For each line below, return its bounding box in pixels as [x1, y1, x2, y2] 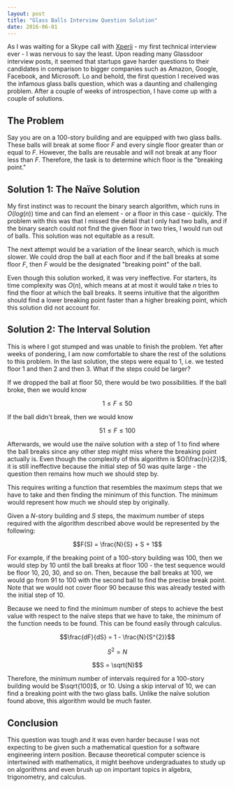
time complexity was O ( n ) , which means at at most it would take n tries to [7, 281, 219, 289]
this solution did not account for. [7, 304, 101, 311]
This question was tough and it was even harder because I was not [7, 736, 200, 744]
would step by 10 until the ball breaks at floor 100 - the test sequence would [7, 561, 226, 569]
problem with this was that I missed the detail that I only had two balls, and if [7, 217, 227, 225]
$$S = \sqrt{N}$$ [92, 661, 143, 669]
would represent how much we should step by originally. [7, 498, 170, 506]
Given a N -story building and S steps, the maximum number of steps [7, 512, 205, 520]
